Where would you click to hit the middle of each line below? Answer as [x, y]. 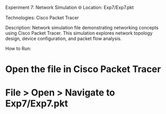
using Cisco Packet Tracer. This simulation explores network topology [79, 33]
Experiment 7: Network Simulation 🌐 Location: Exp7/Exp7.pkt [70, 7]
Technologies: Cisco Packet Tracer [42, 18]
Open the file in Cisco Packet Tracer [83, 69]
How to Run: [18, 49]
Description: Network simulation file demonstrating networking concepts [82, 27]
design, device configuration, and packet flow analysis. [64, 39]
